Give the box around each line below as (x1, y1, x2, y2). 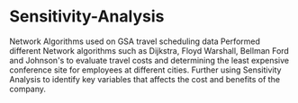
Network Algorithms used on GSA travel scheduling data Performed (9, 36, 261, 47)
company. (9, 83, 47, 94)
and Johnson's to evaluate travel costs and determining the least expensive (9, 55, 290, 65)
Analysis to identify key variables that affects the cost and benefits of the (9, 73, 281, 84)
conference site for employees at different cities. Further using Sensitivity (9, 64, 282, 75)
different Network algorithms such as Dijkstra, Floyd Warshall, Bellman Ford (9, 45, 290, 56)
